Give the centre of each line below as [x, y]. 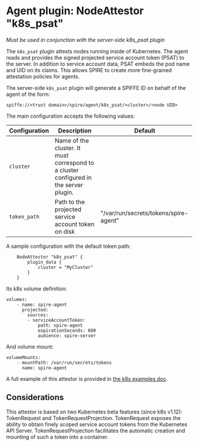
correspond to [75, 163]
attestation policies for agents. [43, 76]
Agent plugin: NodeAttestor [75, 11]
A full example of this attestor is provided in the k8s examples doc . [87, 379]
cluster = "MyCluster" [65, 267]
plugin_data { [44, 262]
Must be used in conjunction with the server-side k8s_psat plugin [85, 40]
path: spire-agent [60, 325]
